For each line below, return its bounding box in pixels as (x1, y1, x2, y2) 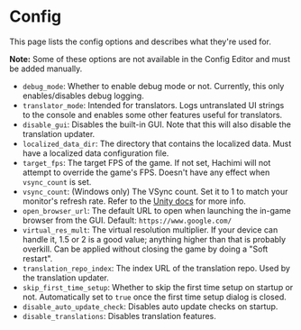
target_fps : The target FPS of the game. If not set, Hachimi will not (22, 157, 271, 168)
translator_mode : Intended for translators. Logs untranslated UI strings (22, 99, 285, 110)
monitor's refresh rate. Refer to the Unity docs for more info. (22, 196, 246, 206)
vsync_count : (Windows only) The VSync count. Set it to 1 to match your (22, 186, 288, 197)
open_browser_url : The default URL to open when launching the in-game (22, 205, 291, 215)
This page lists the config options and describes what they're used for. (9, 36, 272, 47)
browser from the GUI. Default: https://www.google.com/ (22, 215, 233, 225)
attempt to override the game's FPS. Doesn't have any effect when (22, 167, 270, 178)
